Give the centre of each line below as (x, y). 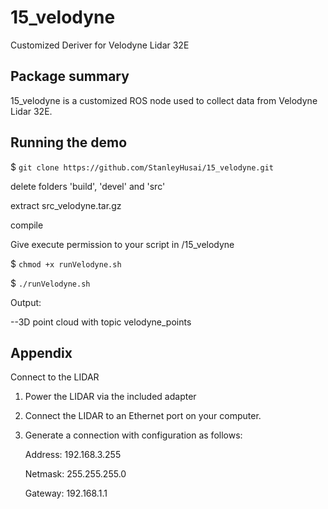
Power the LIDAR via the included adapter (110, 397)
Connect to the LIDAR (55, 377)
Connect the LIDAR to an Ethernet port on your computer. (143, 416)
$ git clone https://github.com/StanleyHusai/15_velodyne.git (142, 167)
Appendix (41, 352)
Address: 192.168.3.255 (73, 455)
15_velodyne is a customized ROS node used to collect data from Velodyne (164, 100)
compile (27, 225)
